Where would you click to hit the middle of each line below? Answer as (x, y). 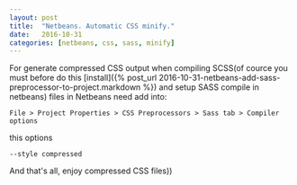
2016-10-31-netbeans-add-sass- (220, 78)
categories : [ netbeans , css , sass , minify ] (92, 43)
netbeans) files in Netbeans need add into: (88, 97)
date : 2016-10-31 (46, 34)
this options (31, 138)
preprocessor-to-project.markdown (75, 87)
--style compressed (46, 154)
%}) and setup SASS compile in (201, 87)
